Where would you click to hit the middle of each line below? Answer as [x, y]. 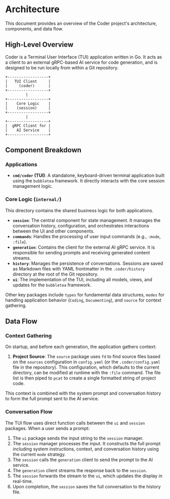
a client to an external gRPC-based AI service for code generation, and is [81, 62]
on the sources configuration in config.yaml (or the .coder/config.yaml [86, 362]
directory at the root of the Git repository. [55, 274]
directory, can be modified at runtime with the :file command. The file [87, 373]
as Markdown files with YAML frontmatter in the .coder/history [79, 268]
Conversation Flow [29, 412]
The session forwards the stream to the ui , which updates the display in [88, 476]
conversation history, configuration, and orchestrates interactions [81, 225]
